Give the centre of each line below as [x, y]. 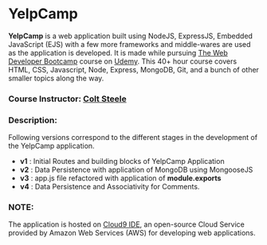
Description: [33, 120]
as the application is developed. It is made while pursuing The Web [118, 52]
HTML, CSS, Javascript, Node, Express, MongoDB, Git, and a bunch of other [133, 69]
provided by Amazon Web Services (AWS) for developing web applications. [132, 233]
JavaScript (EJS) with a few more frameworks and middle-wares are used [130, 44]
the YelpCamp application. [51, 146]
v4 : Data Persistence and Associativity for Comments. [110, 187]
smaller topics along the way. [56, 78]
